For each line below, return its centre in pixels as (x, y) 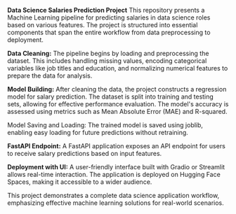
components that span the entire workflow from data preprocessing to (109, 32)
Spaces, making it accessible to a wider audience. (80, 182)
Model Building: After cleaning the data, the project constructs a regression (117, 89)
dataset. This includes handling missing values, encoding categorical (107, 61)
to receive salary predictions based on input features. (85, 154)
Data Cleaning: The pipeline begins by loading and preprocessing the (108, 53)
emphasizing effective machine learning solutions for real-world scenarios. (116, 203)
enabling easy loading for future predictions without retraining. (98, 133)
